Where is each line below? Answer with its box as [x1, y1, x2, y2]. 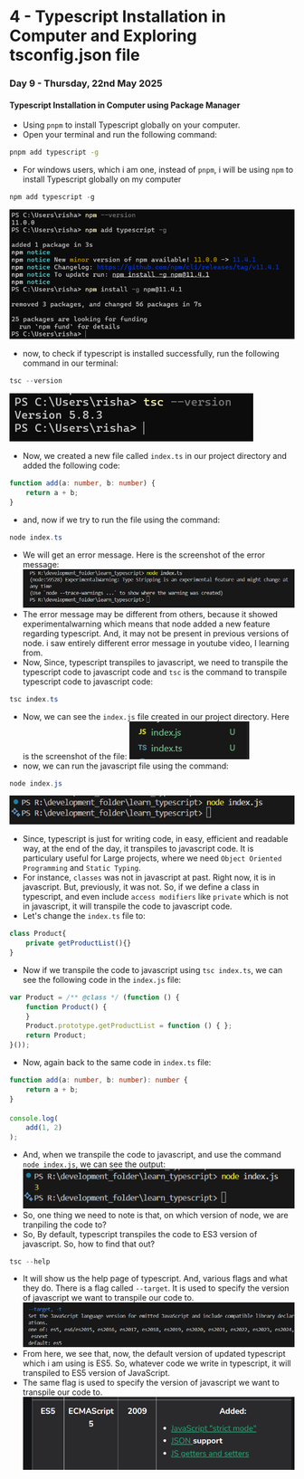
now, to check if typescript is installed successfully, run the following [22, 348, 280, 359]
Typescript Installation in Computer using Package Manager [9, 100, 241, 110]
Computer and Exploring [9, 25, 197, 46]
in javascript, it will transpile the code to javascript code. [22, 901, 233, 911]
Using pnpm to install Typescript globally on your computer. [22, 119, 241, 130]
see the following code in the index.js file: [22, 974, 182, 985]
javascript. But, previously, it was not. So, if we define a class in [22, 882, 260, 892]
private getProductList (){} [25, 939, 131, 948]
